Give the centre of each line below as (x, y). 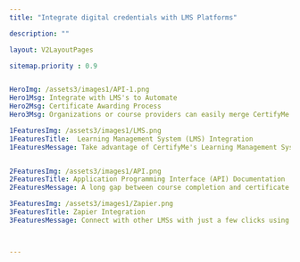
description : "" (39, 33)
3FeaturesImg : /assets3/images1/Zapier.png (92, 204)
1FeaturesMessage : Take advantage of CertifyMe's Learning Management (143, 147)
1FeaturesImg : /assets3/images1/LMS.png (86, 130)
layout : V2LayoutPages (51, 50)
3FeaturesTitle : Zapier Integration (77, 212)
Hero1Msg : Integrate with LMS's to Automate (93, 98)
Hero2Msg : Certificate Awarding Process (86, 106)
